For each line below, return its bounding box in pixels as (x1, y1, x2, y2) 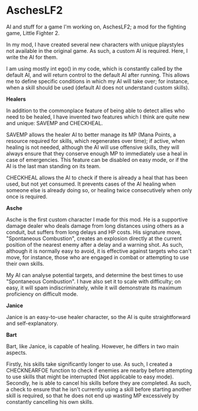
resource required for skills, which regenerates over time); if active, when (6, 137, 186, 144)
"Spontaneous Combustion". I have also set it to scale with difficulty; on (6, 278, 181, 285)
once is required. (6, 193, 47, 200)
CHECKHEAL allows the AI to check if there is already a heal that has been (6, 174, 188, 181)
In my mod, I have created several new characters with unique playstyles (6, 41, 184, 48)
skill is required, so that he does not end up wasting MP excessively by (6, 392, 179, 399)
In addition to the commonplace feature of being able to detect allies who (6, 107, 185, 114)
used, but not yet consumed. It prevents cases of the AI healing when (6, 180, 176, 187)
